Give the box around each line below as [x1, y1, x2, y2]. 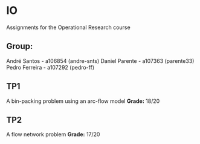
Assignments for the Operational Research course [6, 24, 131, 31]
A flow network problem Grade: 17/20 [6, 131, 100, 138]
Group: [6, 41, 33, 51]
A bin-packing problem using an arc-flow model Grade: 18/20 [6, 97, 160, 105]
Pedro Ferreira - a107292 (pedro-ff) [6, 64, 95, 71]
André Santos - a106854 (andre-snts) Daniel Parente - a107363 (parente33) [6, 57, 195, 64]
